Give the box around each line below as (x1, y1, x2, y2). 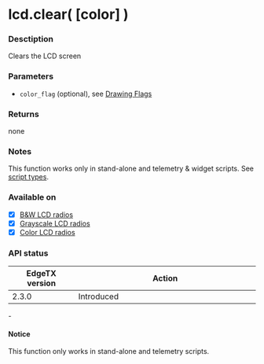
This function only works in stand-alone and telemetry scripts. (8, 347, 210, 356)
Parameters (8, 71, 53, 82)
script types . (8, 172, 49, 182)
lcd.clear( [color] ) (8, 6, 129, 24)
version (27, 278, 57, 289)
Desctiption (8, 34, 53, 45)
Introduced (78, 291, 119, 302)
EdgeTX (26, 268, 57, 279)
